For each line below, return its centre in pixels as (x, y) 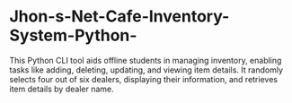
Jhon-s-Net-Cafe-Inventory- (119, 17)
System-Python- (73, 35)
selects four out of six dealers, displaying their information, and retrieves (144, 79)
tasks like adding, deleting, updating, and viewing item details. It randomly (146, 70)
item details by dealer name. (62, 89)
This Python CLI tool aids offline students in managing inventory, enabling (146, 60)
